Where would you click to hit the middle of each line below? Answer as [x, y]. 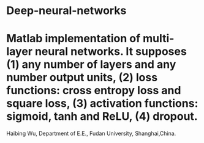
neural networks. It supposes [111, 52]
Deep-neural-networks [66, 11]
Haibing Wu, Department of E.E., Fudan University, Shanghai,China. [91, 134]
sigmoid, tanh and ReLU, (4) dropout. [102, 116]
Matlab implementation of [74, 39]
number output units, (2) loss [82, 78]
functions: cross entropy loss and [94, 91]
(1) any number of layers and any [91, 64]
